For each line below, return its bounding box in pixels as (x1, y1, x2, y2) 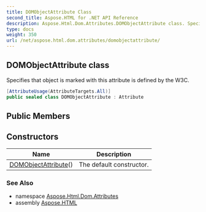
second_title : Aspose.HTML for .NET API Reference (6, 15, 139, 21)
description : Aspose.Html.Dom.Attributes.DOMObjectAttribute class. (6, 20, 185, 26)
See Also (6, 178, 34, 187)
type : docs (6, 26, 34, 32)
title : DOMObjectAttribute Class (6, 9, 92, 15)
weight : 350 (6, 32, 37, 38)
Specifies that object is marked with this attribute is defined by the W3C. (6, 76, 189, 83)
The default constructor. (78, 160, 149, 168)
